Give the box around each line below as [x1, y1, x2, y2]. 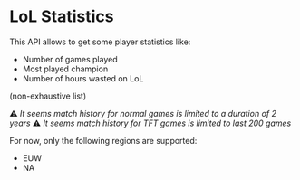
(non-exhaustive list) [9, 90, 87, 101]
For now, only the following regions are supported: [9, 135, 198, 146]
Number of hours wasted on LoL [22, 72, 144, 83]
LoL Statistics [9, 6, 114, 27]
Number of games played [22, 53, 118, 64]
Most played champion [22, 63, 109, 74]
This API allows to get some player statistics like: [9, 36, 191, 47]
